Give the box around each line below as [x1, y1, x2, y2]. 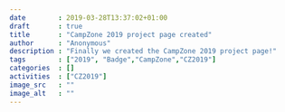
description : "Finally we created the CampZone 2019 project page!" [9, 47, 278, 56]
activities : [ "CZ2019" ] [9, 72, 107, 81]
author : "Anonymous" [9, 38, 111, 48]
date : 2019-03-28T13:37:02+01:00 [9, 13, 168, 23]
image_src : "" [9, 80, 75, 89]
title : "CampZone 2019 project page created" [9, 30, 213, 39]
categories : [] [9, 64, 75, 73]
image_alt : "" [9, 89, 75, 98]
